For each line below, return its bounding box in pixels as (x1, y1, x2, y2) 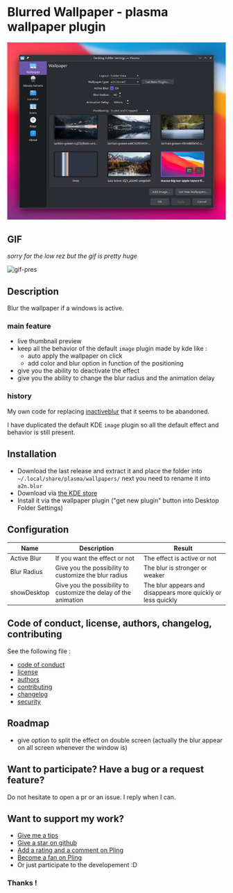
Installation (7, 448, 57, 460)
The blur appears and (143, 581, 205, 589)
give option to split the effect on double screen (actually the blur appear (17, 736, 223, 744)
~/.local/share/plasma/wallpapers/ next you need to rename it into (17, 474, 211, 482)
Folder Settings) (17, 503, 64, 511)
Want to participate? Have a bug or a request (7, 764, 205, 776)
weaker (143, 571, 165, 580)
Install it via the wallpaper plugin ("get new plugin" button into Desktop (17, 496, 220, 505)
